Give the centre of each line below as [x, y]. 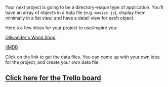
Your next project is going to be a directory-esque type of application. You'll [84, 7]
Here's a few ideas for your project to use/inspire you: [61, 28]
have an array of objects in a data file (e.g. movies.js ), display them [75, 13]
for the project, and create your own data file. [53, 62]
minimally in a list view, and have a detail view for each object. [70, 18]
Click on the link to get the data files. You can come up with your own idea [83, 57]
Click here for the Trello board [53, 78]
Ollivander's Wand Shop [30, 37]
